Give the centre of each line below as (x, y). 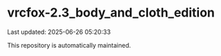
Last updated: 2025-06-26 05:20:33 (59, 32)
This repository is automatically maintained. (69, 45)
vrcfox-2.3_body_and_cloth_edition (111, 13)
